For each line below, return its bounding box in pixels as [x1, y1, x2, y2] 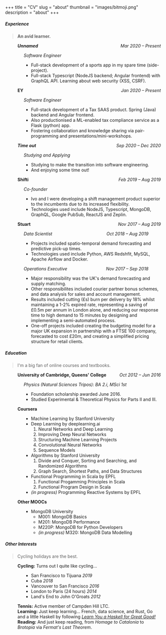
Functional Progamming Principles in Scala [38, 478, 125, 484]
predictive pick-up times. [31, 245, 82, 252]
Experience [5, 21, 29, 27]
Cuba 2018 [31, 578, 53, 583]
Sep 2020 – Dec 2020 [116, 142, 161, 148]
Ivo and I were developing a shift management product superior [31, 196, 161, 202]
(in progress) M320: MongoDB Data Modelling [38, 529, 132, 535]
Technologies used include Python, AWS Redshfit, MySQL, [31, 251, 151, 257]
